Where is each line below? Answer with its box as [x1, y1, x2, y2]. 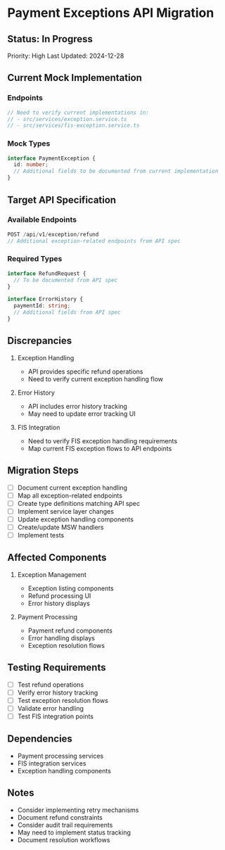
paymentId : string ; [13, 303, 71, 310]
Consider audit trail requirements [17, 820, 113, 829]
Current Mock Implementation [7, 72, 143, 84]
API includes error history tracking [27, 402, 128, 410]
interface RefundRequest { [7, 269, 86, 277]
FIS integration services [17, 759, 86, 768]
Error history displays [27, 599, 90, 607]
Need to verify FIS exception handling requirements [27, 436, 178, 445]
